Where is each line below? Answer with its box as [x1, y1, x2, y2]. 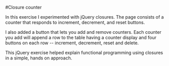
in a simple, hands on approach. [5, 55, 73, 61]
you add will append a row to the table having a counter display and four [5, 35, 157, 40]
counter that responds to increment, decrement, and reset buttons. [5, 20, 145, 25]
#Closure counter [5, 5, 42, 10]
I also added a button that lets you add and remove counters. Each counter [5, 29, 161, 35]
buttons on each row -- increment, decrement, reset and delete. [5, 40, 139, 46]
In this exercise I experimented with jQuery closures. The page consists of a [5, 14, 164, 20]
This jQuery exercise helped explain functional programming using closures [5, 50, 163, 55]
